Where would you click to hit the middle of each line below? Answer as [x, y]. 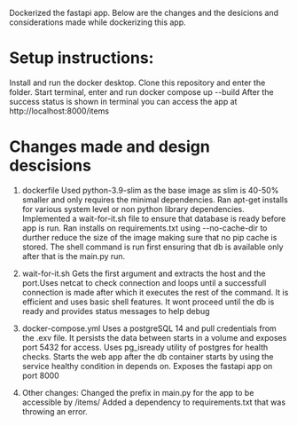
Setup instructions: [82, 58]
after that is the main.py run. [74, 256]
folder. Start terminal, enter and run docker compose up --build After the [141, 91]
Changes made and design [109, 147]
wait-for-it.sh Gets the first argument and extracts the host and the [144, 273]
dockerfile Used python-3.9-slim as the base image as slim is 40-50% [150, 190]
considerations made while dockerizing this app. [98, 22]
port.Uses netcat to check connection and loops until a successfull [144, 282]
